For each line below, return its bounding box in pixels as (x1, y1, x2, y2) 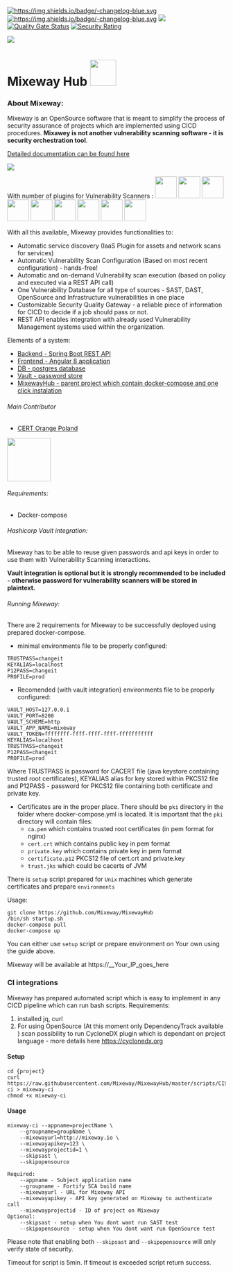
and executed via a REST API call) (17, 278, 114, 287)
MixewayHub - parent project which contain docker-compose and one (17, 379, 218, 388)
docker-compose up (7, 928, 60, 934)
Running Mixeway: (7, 599, 60, 608)
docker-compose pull (7, 921, 67, 929)
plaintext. (7, 583, 36, 592)
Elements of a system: (7, 336, 71, 345)
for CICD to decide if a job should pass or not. (17, 308, 149, 316)
